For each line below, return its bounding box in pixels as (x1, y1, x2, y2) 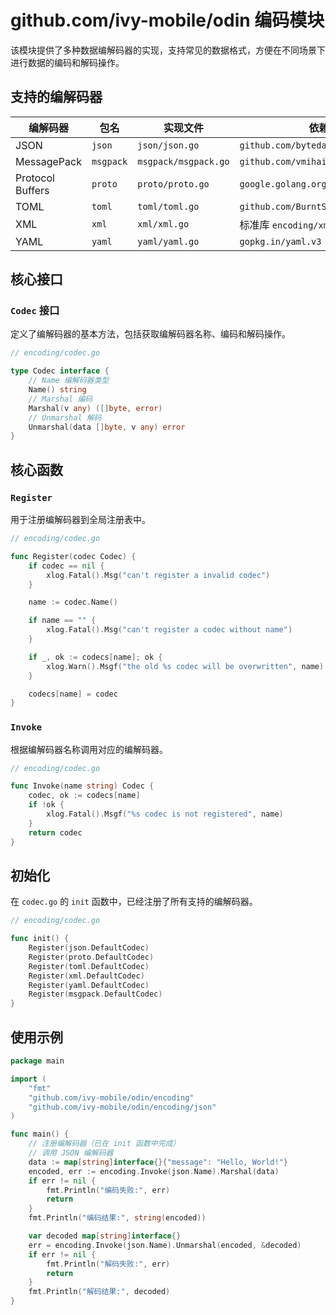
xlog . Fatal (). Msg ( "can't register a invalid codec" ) (46, 570, 271, 580)
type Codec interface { (10, 366, 110, 376)
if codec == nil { (28, 561, 105, 571)
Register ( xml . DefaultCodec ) (28, 971, 145, 981)
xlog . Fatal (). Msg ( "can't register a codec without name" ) (46, 625, 293, 635)
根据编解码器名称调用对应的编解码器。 (10, 743, 168, 755)
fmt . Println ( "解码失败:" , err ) (46, 1259, 171, 1269)
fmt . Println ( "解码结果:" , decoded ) (28, 1287, 171, 1297)
